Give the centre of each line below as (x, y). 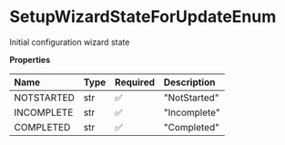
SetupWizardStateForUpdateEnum (143, 17)
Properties (30, 59)
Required (135, 82)
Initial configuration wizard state (70, 42)
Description (189, 82)
